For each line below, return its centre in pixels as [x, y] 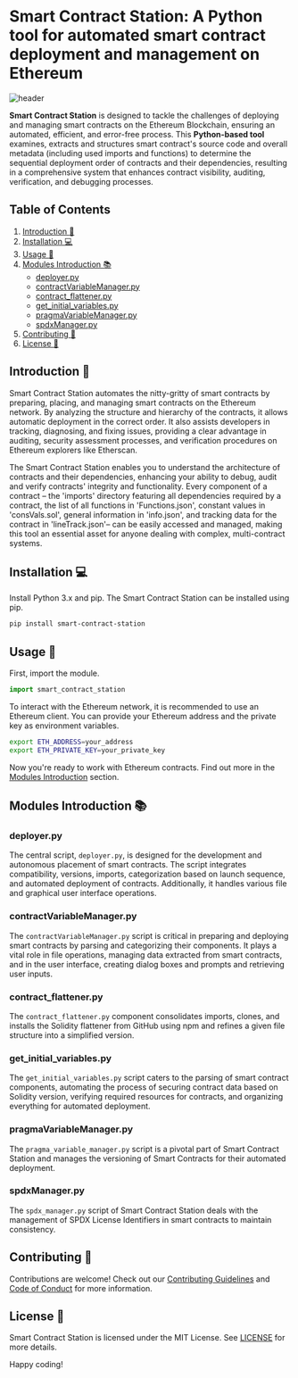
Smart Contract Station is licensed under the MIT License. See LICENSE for [147, 1338]
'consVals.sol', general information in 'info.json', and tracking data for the [143, 514]
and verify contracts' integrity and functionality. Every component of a [138, 486]
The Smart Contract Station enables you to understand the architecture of [145, 467]
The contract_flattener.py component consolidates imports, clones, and [145, 1016]
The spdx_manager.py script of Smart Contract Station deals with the [134, 1210]
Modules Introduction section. [64, 776]
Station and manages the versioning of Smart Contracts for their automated [148, 1158]
